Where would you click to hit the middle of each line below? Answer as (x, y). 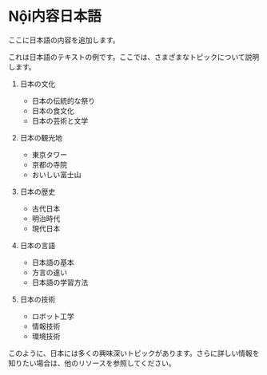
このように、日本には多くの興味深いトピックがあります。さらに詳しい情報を (134, 353)
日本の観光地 (41, 137)
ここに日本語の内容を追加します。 (64, 40)
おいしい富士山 (56, 174)
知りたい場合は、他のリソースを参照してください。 (92, 363)
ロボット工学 (53, 316)
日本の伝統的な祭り (64, 101)
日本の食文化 (53, 111)
